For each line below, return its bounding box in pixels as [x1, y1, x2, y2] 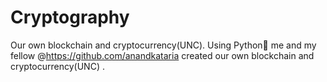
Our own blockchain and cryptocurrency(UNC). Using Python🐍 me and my [10, 39, 317, 51]
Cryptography [10, 6, 130, 29]
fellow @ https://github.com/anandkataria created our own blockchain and [10, 49, 315, 61]
